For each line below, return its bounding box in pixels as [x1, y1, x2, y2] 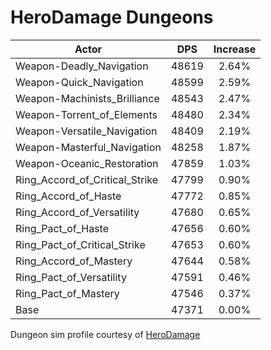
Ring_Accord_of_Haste [15, 189, 122, 203]
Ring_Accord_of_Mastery [15, 254, 133, 268]
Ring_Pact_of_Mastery [15, 286, 120, 300]
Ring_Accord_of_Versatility [15, 205, 140, 219]
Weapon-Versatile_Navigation [15, 124, 158, 138]
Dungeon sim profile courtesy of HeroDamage [10, 328, 201, 340]
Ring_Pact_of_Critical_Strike [15, 237, 146, 251]
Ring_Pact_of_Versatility [15, 270, 127, 284]
